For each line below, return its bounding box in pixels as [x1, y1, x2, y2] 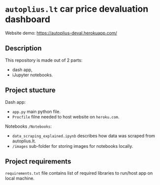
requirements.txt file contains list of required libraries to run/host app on [5, 170, 153, 176]
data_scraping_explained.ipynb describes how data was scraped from [12, 133, 156, 139]
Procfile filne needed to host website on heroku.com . [12, 114, 120, 119]
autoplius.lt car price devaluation [5, 3, 149, 15]
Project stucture [5, 86, 55, 94]
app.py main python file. [12, 109, 61, 115]
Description [5, 44, 42, 52]
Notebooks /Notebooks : [5, 123, 52, 129]
